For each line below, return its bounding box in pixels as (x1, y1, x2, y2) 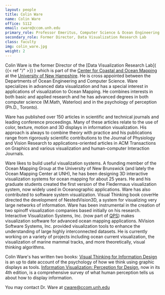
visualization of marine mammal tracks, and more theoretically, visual (5, 239, 145, 245)
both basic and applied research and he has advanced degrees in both (5, 93, 149, 99)
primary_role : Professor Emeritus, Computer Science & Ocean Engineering (5, 30, 160, 35)
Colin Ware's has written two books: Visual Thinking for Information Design (5, 253, 158, 259)
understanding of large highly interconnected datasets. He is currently (5, 228, 148, 234)
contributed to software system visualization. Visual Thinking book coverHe (5, 191, 159, 198)
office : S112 (5, 21, 32, 26)
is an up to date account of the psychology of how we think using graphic (5, 259, 155, 265)
